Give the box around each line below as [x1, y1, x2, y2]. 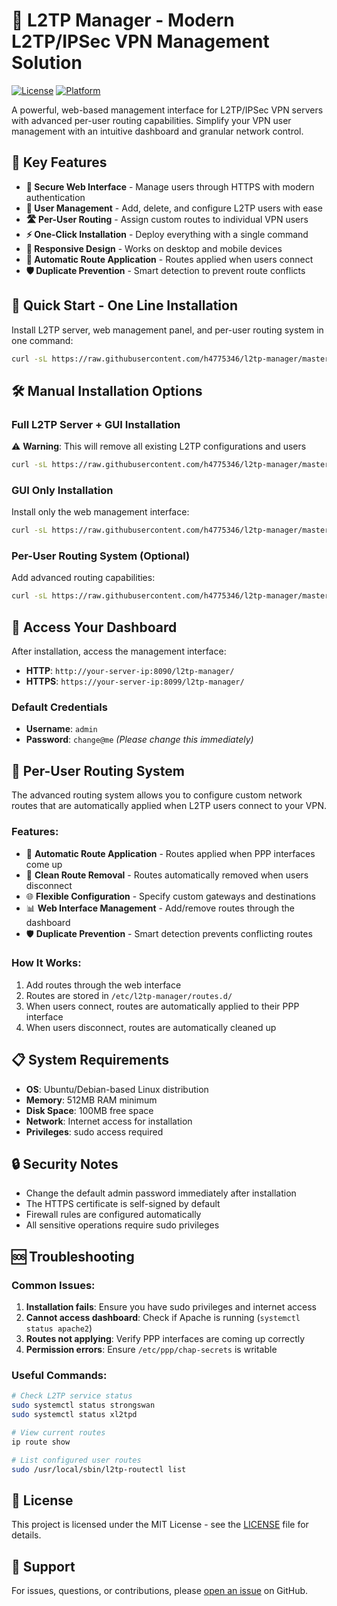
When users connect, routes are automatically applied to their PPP [25, 1000, 300, 1012]
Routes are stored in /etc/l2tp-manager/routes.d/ [25, 989, 233, 1001]
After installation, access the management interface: [11, 645, 227, 658]
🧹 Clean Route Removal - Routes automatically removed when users [25, 869, 309, 881]
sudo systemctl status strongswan [11, 1400, 156, 1411]
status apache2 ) [25, 1322, 93, 1334]
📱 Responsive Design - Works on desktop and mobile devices [25, 242, 283, 254]
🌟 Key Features [11, 154, 108, 171]
